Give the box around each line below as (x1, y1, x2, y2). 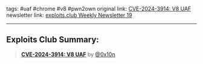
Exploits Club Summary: (6, 34, 100, 45)
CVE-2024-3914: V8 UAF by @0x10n (21, 51, 116, 58)
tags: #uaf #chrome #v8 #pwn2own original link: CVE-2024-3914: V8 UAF (6, 5, 192, 12)
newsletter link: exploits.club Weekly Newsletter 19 (6, 11, 132, 19)
